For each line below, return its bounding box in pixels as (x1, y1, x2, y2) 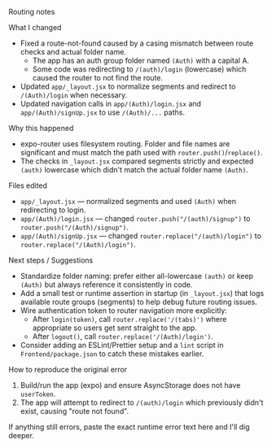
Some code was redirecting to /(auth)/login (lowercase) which (32, 64, 247, 74)
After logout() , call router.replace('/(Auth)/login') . (32, 332, 213, 341)
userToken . (20, 389, 56, 398)
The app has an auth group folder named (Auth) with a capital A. (32, 56, 250, 65)
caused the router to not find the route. (32, 73, 164, 82)
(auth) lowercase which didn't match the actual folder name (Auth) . (20, 165, 248, 174)
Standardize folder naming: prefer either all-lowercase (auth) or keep (20, 272, 254, 281)
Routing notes (8, 7, 55, 16)
